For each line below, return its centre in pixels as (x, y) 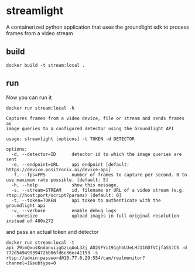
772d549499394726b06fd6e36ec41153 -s (52, 253)
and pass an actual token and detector (52, 232)
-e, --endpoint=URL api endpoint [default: (71, 164)
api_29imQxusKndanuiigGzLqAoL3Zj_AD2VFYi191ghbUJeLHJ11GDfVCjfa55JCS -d (97, 247)
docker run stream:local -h (40, 108)
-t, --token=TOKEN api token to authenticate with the (86, 200)
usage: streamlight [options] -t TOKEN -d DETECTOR (70, 139)
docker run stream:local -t (40, 242)
